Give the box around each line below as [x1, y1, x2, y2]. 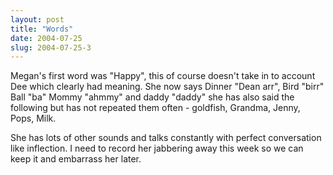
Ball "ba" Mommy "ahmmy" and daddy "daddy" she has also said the [10, 91, 295, 103]
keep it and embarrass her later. [10, 153, 142, 165]
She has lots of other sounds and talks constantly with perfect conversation [10, 132, 322, 144]
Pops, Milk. [10, 112, 57, 125]
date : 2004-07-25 [10, 33, 83, 43]
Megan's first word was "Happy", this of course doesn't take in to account [10, 70, 316, 82]
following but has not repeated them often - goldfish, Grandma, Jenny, [10, 102, 301, 114]
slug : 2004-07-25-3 [10, 42, 92, 53]
